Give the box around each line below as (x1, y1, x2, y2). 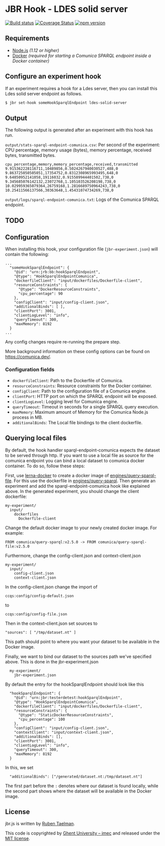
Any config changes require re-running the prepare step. (5, 339, 121, 345)
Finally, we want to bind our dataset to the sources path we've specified (5, 653, 152, 659)
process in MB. (12, 414, 43, 420)
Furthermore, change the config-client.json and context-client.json (5, 552, 141, 558)
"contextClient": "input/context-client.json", (14, 730, 114, 735)
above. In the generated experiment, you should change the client (5, 488, 139, 494)
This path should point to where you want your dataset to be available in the (5, 639, 160, 645)
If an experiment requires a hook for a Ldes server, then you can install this (5, 85, 158, 91)
